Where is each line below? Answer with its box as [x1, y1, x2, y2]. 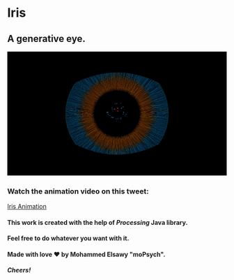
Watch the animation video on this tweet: [7, 186, 149, 196]
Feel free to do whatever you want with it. [7, 234, 130, 242]
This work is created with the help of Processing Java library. [7, 218, 188, 226]
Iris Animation [7, 202, 47, 211]
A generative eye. [7, 33, 86, 45]
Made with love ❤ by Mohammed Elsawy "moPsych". [7, 250, 166, 258]
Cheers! [7, 266, 31, 274]
